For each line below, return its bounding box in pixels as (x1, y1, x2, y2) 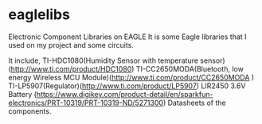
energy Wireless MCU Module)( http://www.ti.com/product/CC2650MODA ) (8, 72, 255, 82)
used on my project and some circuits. (8, 40, 134, 49)
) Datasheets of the (162, 98, 226, 107)
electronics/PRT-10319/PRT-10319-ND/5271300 (8, 98, 164, 107)
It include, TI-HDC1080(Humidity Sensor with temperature (8, 56, 199, 65)
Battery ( (8, 89, 37, 99)
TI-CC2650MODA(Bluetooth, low (135, 64, 244, 73)
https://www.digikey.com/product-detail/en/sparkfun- (36, 89, 213, 99)
